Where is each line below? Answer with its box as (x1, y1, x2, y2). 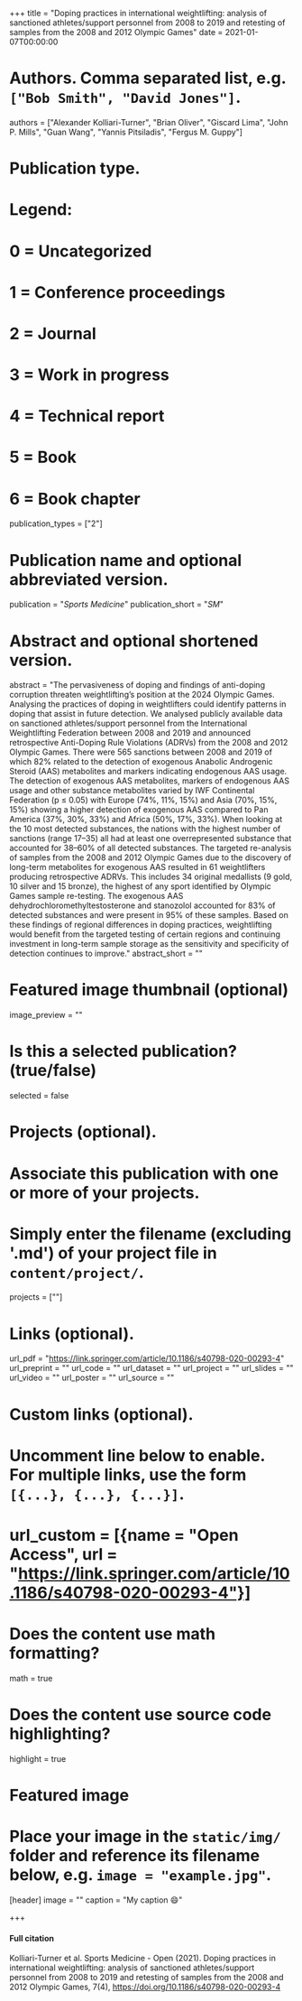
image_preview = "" (9, 1010, 83, 1021)
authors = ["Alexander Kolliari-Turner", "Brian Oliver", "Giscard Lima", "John (9, 116, 288, 127)
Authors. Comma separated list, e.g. (9, 68, 287, 88)
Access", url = (9, 1543, 118, 1564)
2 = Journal (9, 323, 96, 344)
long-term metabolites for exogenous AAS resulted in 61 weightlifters (9, 862, 266, 873)
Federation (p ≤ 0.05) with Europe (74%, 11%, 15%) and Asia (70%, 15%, (9, 794, 278, 806)
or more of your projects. (9, 1182, 200, 1203)
